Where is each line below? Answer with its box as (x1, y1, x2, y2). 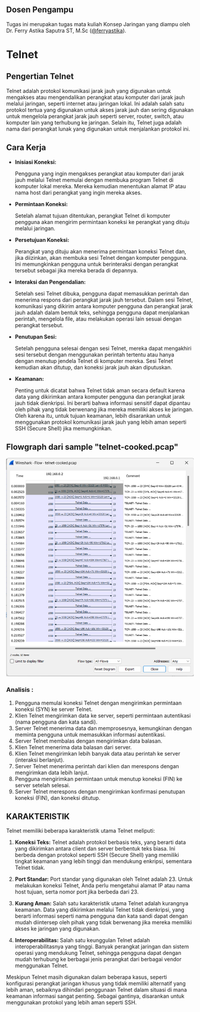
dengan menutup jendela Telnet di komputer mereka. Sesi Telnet (14, 357, 174, 364)
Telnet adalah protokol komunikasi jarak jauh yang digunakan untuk (6, 87, 171, 94)
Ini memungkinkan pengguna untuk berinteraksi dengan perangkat (14, 260, 179, 268)
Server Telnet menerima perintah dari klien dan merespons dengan (14, 762, 180, 769)
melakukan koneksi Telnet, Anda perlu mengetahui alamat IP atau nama (14, 882, 190, 889)
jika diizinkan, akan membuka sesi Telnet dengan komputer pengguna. (14, 254, 187, 261)
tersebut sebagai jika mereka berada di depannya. (14, 266, 138, 274)
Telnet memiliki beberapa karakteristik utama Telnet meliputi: (6, 827, 155, 834)
